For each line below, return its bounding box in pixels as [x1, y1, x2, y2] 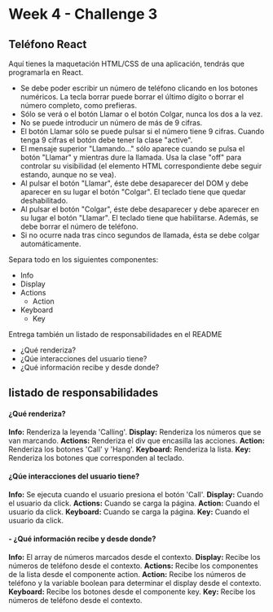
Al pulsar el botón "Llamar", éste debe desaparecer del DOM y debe [20, 178, 249, 188]
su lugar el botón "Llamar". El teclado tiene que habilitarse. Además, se [20, 213, 259, 222]
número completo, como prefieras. [20, 101, 137, 110]
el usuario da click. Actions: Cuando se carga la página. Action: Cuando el [8, 498, 260, 508]
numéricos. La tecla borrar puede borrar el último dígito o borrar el [20, 92, 244, 102]
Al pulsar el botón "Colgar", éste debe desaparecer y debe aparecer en [20, 204, 259, 214]
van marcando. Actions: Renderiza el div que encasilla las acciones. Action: [8, 435, 265, 445]
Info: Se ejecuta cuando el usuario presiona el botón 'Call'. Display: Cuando [8, 489, 263, 499]
